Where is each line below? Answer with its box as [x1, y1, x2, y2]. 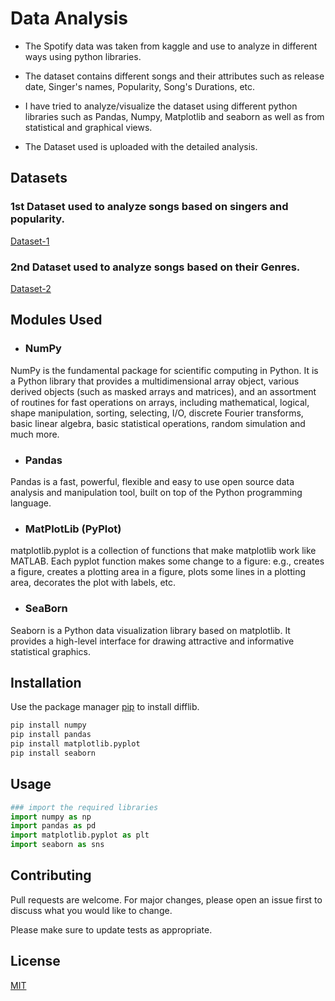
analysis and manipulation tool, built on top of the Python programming [10, 486, 303, 498]
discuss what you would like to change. [10, 904, 173, 916]
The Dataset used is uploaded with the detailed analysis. [24, 140, 258, 152]
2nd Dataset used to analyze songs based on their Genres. [10, 260, 301, 274]
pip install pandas [10, 730, 92, 740]
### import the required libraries [10, 802, 159, 812]
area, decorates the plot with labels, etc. [10, 577, 177, 589]
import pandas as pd [10, 821, 97, 831]
